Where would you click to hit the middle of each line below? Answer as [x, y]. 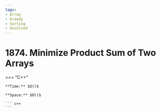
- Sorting [15, 24]
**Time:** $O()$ [22, 87]
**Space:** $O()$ [23, 95]
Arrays [19, 63]
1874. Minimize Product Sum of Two [80, 53]
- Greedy [14, 19]
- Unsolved [16, 28]
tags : [11, 10]
